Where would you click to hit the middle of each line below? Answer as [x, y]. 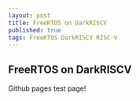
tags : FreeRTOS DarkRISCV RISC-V [63, 37]
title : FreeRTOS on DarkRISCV [58, 23]
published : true [35, 30]
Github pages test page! [47, 88]
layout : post [29, 15]
